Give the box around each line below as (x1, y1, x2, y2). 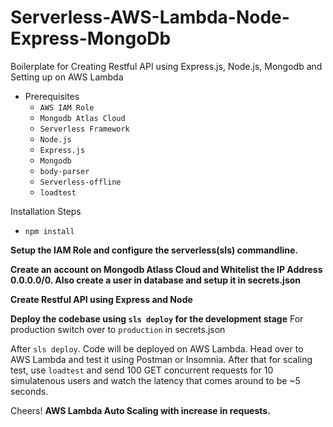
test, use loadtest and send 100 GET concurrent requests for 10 (10, 364, 274, 376)
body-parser (39, 166, 90, 176)
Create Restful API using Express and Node (10, 293, 193, 305)
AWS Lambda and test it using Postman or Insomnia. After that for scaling (10, 353, 313, 365)
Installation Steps (10, 205, 82, 217)
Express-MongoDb (10, 27, 172, 50)
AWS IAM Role (39, 102, 95, 113)
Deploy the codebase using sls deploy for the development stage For (10, 312, 304, 325)
